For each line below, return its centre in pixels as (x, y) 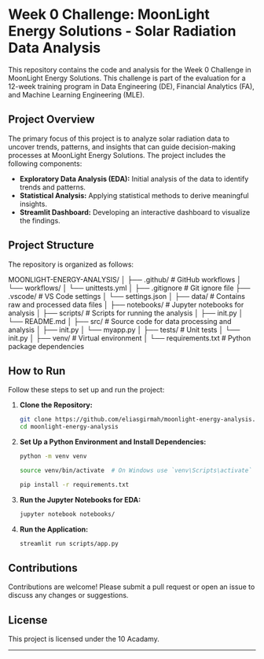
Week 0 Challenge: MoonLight (109, 15)
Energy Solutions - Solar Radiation (122, 31)
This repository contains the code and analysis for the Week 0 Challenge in (130, 69)
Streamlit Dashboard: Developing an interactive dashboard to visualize (135, 212)
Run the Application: (54, 529)
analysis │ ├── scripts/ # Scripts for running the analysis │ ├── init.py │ (126, 313)
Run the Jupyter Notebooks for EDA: (80, 499)
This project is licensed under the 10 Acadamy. (84, 639)
